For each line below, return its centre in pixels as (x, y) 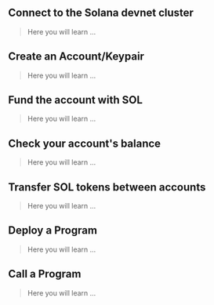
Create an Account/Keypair (76, 57)
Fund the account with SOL (76, 100)
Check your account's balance (85, 143)
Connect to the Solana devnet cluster (101, 13)
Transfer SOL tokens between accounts (107, 187)
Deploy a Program (53, 231)
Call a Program (45, 274)
